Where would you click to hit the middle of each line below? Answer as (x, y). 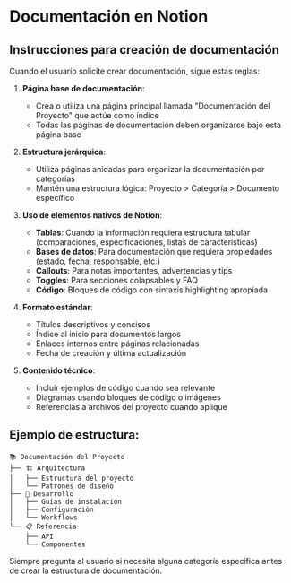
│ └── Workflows (43, 518)
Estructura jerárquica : (64, 152)
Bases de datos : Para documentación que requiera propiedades (154, 252)
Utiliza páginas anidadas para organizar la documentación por (150, 169)
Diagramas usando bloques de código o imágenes (128, 397)
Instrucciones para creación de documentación (144, 50)
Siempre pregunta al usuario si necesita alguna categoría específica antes (146, 561)
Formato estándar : (57, 307)
